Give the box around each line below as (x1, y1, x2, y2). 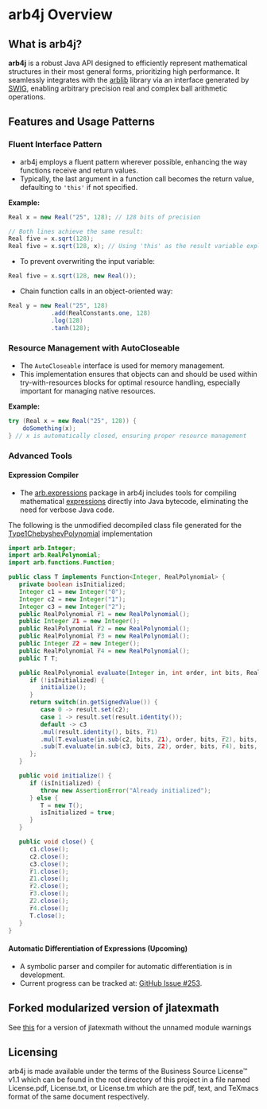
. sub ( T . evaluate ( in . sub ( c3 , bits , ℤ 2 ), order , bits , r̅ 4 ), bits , (40, 743, 258, 750)
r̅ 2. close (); (29, 882, 69, 890)
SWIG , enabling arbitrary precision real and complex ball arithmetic (8, 83, 228, 93)
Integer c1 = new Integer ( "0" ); (18, 587, 126, 595)
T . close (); (29, 912, 66, 920)
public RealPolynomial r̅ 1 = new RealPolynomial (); (18, 610, 191, 618)
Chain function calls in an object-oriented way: (19, 286, 173, 296)
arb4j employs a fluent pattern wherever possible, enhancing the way (19, 157, 248, 166)
